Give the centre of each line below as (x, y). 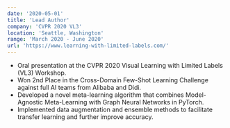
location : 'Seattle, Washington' (56, 33)
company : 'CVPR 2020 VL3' (44, 26)
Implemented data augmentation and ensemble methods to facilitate (115, 109)
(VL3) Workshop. (42, 73)
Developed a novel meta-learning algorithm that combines (100, 95)
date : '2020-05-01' (35, 13)
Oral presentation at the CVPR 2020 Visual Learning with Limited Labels (120, 65)
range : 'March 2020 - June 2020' (56, 39)
